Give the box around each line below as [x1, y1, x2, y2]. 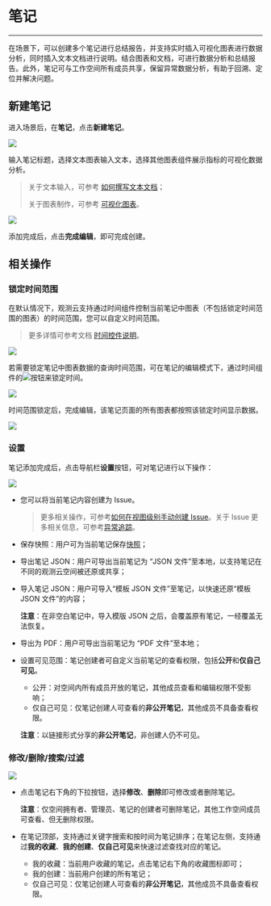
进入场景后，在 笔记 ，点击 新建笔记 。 [8, 122, 129, 132]
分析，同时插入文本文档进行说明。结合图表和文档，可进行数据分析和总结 [8, 53, 248, 63]
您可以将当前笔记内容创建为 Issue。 [19, 494, 140, 505]
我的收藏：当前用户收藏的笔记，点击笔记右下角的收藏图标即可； [31, 859, 244, 869]
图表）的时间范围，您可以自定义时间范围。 [22, 313, 164, 323]
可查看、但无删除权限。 [19, 815, 98, 824]
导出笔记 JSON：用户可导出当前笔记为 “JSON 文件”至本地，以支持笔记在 [19, 556, 262, 566]
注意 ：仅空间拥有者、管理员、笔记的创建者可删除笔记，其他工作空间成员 [19, 804, 261, 814]
